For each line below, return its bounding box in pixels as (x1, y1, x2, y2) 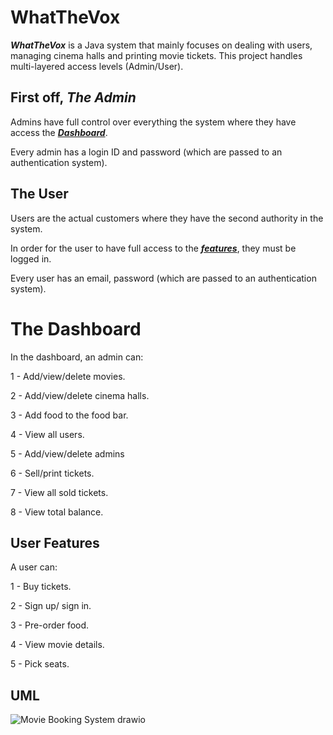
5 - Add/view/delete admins (10, 447, 125, 460)
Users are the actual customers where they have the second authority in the (10, 212, 324, 224)
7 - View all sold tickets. (10, 486, 109, 498)
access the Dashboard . (10, 126, 108, 138)
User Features (10, 534, 100, 551)
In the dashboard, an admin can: (10, 351, 144, 363)
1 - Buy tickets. (10, 581, 72, 593)
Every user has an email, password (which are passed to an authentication (10, 272, 317, 284)
